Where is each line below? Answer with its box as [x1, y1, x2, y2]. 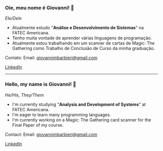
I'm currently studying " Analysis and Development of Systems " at [12, 101, 146, 107]
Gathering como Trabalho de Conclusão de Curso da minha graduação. [12, 46, 155, 51]
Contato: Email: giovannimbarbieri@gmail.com [5, 55, 98, 61]
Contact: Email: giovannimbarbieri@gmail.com [5, 131, 98, 137]
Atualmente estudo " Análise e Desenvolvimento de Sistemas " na [12, 25, 144, 31]
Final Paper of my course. [12, 122, 64, 128]
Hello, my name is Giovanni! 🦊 [5, 81, 77, 88]
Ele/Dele [5, 16, 22, 21]
